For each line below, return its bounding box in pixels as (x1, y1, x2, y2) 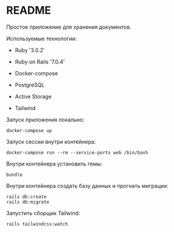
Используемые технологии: (6, 35, 77, 42)
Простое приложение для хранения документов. (6, 23, 132, 30)
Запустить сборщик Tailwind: (6, 209, 80, 216)
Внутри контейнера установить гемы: (6, 160, 103, 167)
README (6, 4, 51, 17)
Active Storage (14, 93, 52, 100)
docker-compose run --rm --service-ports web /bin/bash (6, 149, 148, 155)
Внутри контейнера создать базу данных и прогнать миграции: (6, 182, 169, 189)
